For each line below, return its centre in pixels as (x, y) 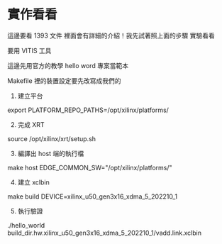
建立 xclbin (33, 182)
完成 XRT (31, 124)
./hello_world (26, 225)
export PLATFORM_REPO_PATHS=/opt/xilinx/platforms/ (88, 110)
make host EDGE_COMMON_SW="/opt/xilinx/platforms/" (90, 167)
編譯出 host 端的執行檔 (51, 153)
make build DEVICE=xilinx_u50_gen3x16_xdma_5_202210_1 (93, 196)
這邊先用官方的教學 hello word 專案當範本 (68, 65)
